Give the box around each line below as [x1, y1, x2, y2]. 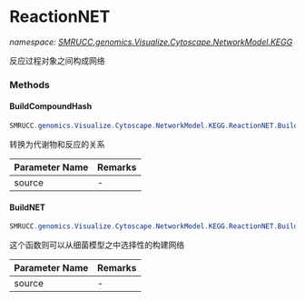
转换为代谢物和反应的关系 [9, 138, 105, 149]
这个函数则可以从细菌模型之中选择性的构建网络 [9, 239, 184, 251]
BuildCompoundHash [9, 101, 93, 112]
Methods [9, 78, 50, 91]
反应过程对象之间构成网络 [9, 55, 105, 65]
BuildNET [9, 202, 45, 213]
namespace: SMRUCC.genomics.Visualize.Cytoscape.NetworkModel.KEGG [9, 36, 293, 47]
